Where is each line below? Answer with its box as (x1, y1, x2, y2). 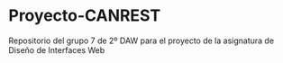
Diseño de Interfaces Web (8, 44, 105, 55)
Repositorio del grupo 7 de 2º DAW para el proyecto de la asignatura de (8, 35, 275, 46)
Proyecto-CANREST (8, 5, 161, 26)
